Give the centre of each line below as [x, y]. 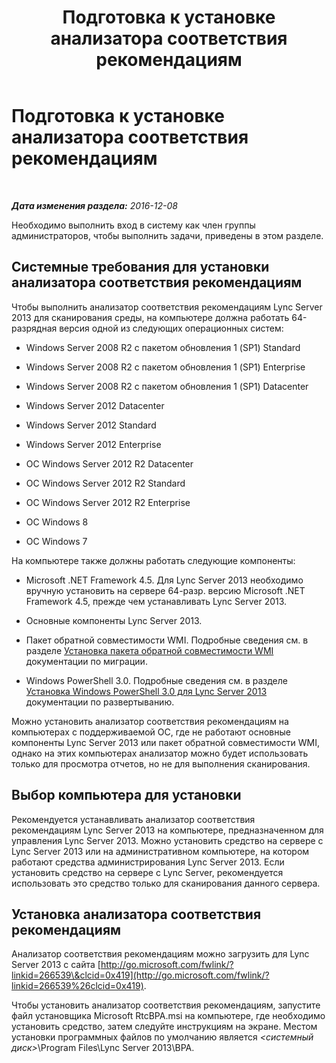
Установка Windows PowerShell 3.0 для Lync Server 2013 [146, 691]
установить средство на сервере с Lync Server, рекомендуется [147, 872]
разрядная [34, 328]
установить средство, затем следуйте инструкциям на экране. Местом [164, 1027]
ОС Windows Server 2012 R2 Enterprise [108, 502]
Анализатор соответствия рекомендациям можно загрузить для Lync [160, 954]
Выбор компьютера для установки [126, 795]
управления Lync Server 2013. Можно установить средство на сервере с [167, 840]
